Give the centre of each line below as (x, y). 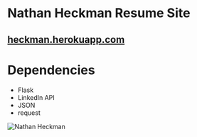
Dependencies (51, 70)
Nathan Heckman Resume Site (99, 13)
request (29, 113)
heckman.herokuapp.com (66, 40)
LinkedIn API (36, 97)
